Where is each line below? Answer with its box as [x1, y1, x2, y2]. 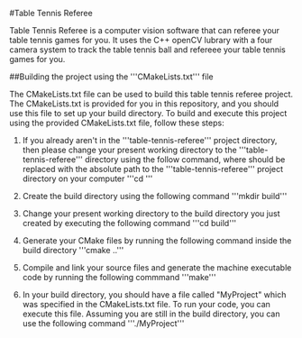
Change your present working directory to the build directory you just [22, 208, 280, 219]
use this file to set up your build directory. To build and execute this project [9, 108, 288, 118]
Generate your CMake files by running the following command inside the [22, 235, 292, 246]
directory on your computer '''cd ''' [22, 173, 153, 184]
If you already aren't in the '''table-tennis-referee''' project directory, [22, 135, 278, 145]
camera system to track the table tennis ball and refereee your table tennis [9, 44, 286, 55]
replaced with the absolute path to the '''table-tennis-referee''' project [22, 164, 284, 174]
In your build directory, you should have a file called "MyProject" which [22, 289, 287, 300]
